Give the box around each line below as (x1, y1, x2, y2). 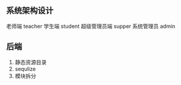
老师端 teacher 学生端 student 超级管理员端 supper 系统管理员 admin (6, 23, 176, 30)
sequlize (14, 65, 36, 73)
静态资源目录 (14, 58, 47, 65)
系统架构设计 (6, 5, 54, 16)
